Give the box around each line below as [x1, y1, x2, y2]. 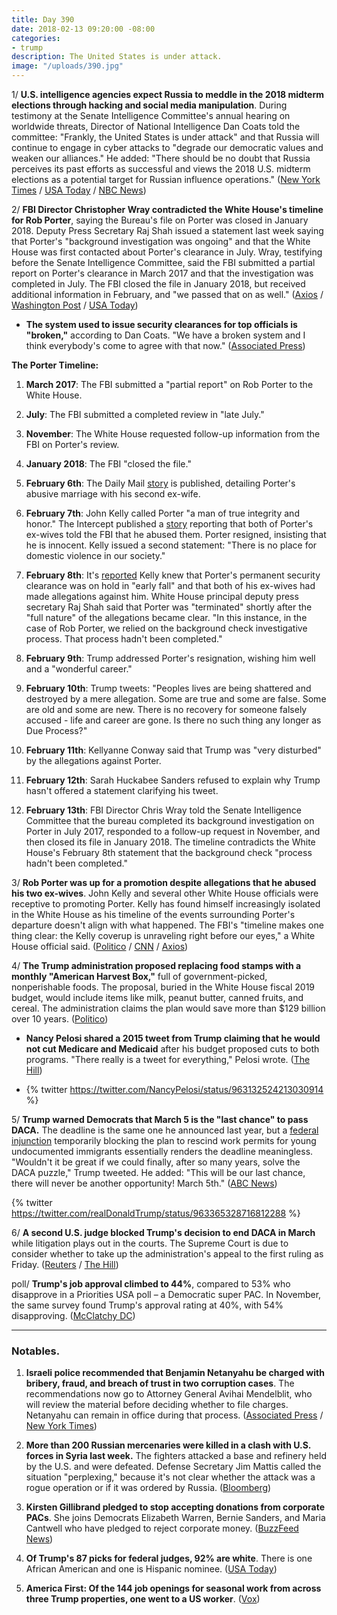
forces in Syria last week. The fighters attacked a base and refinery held [25, 1450, 327, 1462]
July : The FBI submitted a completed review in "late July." [25, 409, 265, 420]
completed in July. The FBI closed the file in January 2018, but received [11, 278, 306, 290]
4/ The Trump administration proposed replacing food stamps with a [11, 960, 302, 971]
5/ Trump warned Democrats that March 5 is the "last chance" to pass [11, 1114, 309, 1125]
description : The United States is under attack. [11, 52, 223, 62]
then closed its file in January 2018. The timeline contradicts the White [25, 836, 316, 848]
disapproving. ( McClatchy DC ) [11, 1310, 136, 1321]
